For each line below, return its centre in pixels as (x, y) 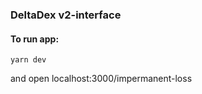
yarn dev (28, 60)
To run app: (35, 39)
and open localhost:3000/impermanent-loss (101, 79)
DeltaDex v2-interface (66, 15)
